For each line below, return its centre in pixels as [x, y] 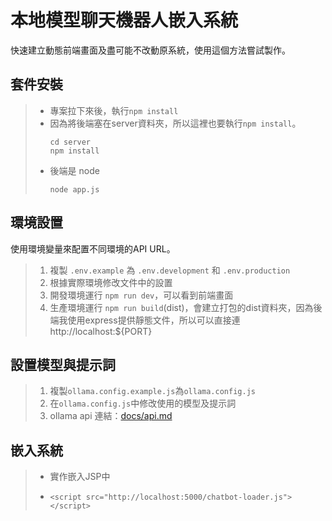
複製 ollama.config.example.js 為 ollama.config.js [152, 391]
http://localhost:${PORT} [101, 331]
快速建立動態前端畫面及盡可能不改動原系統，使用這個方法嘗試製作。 [150, 50]
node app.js [74, 189]
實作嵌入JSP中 [80, 477]
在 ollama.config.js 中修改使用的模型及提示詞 [143, 403]
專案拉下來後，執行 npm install [114, 110]
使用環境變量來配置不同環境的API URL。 [93, 248]
